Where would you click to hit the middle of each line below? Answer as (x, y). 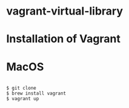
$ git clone (21, 88)
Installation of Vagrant (64, 39)
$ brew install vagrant (36, 93)
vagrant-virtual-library (64, 11)
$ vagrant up (23, 99)
